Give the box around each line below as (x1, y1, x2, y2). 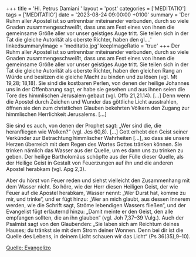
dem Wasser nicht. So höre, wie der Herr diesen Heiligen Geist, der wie (6, 183, 178, 190)
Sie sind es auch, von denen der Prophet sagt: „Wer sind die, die (6, 122, 161, 129)
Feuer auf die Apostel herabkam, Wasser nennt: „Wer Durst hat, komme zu (6, 190, 186, 196)
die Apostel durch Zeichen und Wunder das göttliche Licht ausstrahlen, (6, 98, 178, 105)
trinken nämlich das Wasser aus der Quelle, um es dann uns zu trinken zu (6, 147, 184, 154)
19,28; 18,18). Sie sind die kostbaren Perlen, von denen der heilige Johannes (6, 80, 190, 87)
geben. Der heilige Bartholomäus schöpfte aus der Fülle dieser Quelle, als (6, 153, 184, 160)
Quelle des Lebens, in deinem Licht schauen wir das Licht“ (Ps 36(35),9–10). (6, 233, 191, 239)
